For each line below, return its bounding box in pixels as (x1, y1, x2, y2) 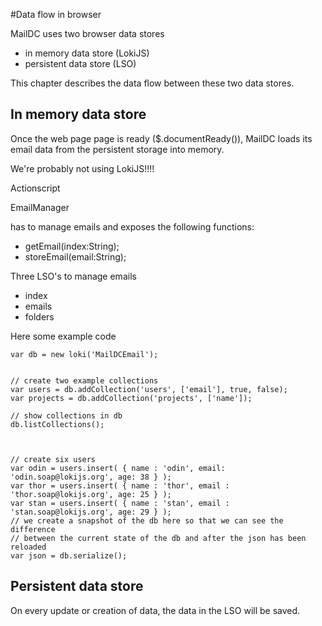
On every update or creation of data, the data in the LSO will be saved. (10, 604, 301, 616)
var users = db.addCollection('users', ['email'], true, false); (10, 384, 288, 394)
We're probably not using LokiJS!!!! (10, 162, 155, 174)
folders (24, 310, 55, 323)
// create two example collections (10, 375, 159, 386)
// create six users (10, 454, 97, 464)
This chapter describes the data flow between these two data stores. (10, 77, 295, 89)
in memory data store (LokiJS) (24, 47, 150, 59)
